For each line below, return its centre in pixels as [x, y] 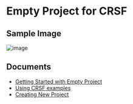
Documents [29, 67]
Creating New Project [42, 94]
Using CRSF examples [43, 88]
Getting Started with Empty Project [58, 81]
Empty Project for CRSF [67, 11]
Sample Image [34, 34]
